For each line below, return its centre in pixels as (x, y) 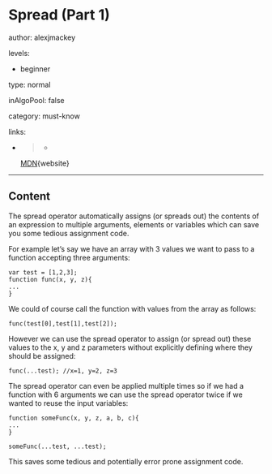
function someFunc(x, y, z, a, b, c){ (74, 418)
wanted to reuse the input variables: (68, 403)
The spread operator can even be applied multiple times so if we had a (126, 386)
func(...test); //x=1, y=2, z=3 (63, 371)
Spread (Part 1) (59, 15)
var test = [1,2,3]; (43, 272)
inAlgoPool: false (36, 100)
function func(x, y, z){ (50, 279)
